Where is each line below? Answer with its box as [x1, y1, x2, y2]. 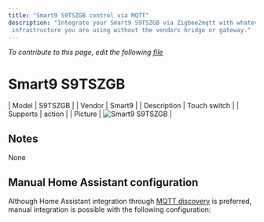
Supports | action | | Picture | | [8, 109, 173, 118]
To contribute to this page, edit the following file [8, 48, 163, 57]
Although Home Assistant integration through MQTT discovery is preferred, [8, 196, 252, 206]
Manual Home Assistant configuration [8, 176, 199, 189]
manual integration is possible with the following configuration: [8, 205, 211, 214]
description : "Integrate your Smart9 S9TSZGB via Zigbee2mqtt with [8, 19, 234, 27]
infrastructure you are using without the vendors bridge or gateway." [11, 26, 251, 34]
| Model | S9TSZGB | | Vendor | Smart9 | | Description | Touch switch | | [8, 101, 240, 111]
